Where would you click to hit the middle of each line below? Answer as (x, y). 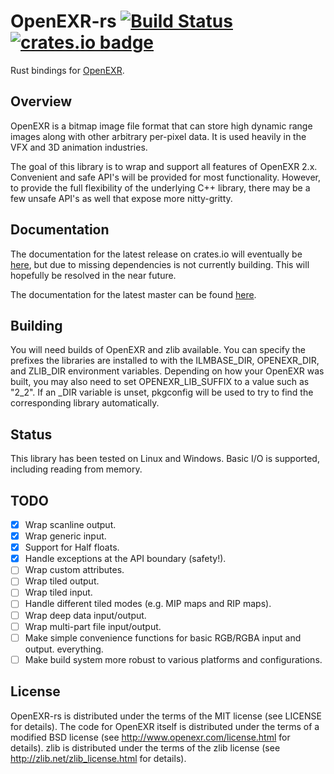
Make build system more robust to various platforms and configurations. (173, 659)
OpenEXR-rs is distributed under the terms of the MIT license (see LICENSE (166, 716)
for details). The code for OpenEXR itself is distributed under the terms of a (165, 726)
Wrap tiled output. (62, 581)
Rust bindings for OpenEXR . (67, 70)
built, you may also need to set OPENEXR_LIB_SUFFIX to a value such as (160, 382)
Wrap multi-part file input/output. (93, 626)
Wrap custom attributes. (74, 570)
